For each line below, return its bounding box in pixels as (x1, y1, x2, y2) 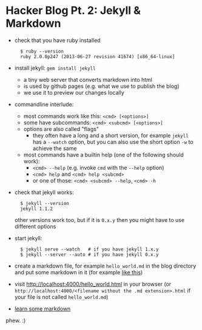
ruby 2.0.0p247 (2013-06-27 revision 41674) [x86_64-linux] (20, 53, 175, 59)
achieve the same (32, 144, 77, 152)
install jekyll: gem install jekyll (14, 64, 96, 72)
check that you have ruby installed (14, 36, 101, 44)
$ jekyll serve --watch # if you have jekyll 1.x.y (20, 246, 159, 252)
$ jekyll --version (20, 200, 69, 206)
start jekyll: (14, 234, 42, 241)
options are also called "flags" (23, 125, 99, 132)
